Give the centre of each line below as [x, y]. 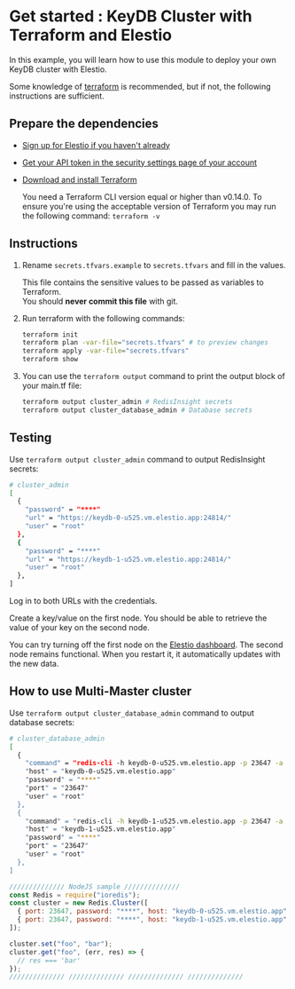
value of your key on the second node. [80, 627]
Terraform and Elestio [91, 35]
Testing [31, 438]
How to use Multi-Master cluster [101, 691]
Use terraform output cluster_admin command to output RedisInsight [137, 459]
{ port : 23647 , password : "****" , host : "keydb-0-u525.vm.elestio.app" [152, 912]
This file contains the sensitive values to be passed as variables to [143, 282]
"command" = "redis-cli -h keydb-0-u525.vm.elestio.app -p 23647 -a [154, 764]
